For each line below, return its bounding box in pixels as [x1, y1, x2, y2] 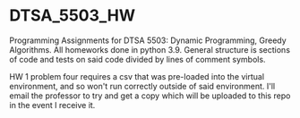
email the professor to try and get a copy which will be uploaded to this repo [9, 90, 291, 101]
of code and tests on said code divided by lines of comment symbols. [9, 54, 266, 64]
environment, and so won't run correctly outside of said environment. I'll [9, 80, 276, 91]
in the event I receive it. [9, 99, 96, 110]
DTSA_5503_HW [9, 5, 136, 26]
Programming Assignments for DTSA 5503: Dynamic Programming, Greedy [9, 35, 287, 46]
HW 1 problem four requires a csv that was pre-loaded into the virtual [9, 71, 265, 81]
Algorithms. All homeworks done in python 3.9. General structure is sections [9, 44, 291, 55]
